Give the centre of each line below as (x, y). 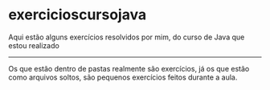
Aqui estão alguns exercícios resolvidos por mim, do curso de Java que (127, 37)
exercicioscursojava (78, 15)
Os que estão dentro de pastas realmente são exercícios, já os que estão (129, 68)
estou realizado (34, 45)
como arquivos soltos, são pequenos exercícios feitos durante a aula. (123, 77)
